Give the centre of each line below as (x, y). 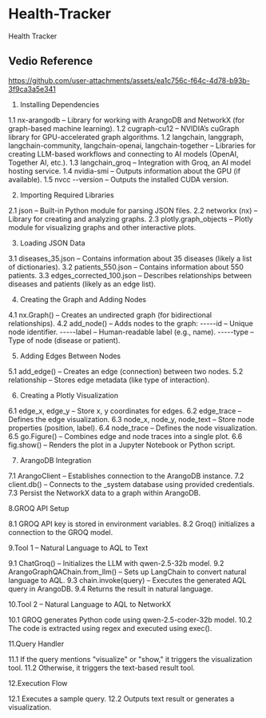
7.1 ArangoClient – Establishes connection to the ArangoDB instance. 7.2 (126, 476)
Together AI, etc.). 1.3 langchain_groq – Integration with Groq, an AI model (130, 162)
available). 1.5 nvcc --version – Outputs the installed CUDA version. (119, 179)
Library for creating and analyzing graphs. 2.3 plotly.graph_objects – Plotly (131, 219)
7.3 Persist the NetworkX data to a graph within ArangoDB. (105, 493)
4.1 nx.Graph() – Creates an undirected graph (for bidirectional (110, 315)
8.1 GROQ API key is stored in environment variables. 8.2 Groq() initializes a (132, 524)
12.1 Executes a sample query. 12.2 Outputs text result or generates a (121, 698)
